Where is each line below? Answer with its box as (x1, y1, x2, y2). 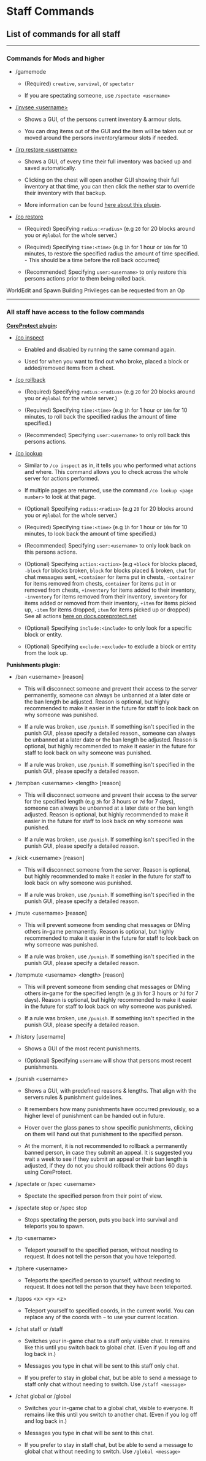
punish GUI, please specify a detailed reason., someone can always (24, 729, 196, 737)
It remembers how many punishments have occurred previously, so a (24, 1105, 199, 1112)
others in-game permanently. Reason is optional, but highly (24, 928, 174, 935)
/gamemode (15, 68, 47, 76)
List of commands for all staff (6, 29, 121, 39)
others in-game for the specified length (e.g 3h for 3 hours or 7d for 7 (24, 990, 199, 997)
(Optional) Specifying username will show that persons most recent (24, 1056, 192, 1064)
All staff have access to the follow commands (6, 308, 145, 317)
